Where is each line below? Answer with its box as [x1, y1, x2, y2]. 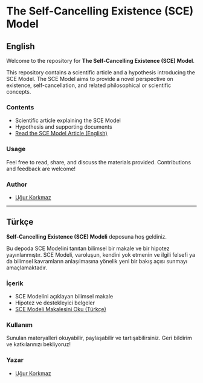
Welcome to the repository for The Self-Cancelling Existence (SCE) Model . [6, 57, 195, 64]
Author [6, 180, 28, 188]
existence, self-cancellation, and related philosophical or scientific [6, 82, 172, 89]
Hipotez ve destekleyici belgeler [14, 299, 95, 306]
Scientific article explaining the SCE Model [14, 117, 121, 124]
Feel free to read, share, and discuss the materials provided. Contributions [6, 158, 192, 166]
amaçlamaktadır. [6, 264, 47, 271]
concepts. [6, 88, 31, 95]
